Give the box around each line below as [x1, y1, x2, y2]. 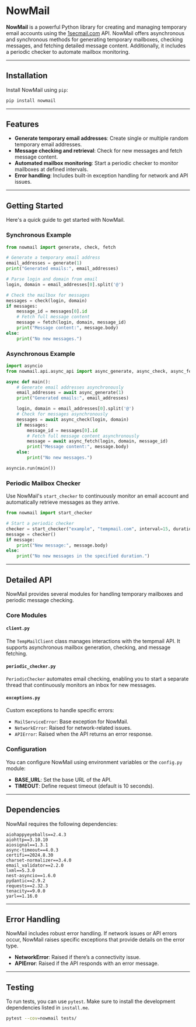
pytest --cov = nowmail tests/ [6, 1015, 77, 1022]
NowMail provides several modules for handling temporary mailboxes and [6, 590, 183, 597]
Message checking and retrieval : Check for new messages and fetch [14, 147, 183, 154]
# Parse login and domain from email [6, 276, 98, 282]
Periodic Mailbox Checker [6, 479, 80, 487]
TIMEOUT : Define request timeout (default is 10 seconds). [14, 782, 155, 789]
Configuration [6, 745, 47, 753]
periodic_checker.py [6, 663, 57, 669]
